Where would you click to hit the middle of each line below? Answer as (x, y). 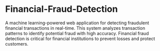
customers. (17, 44)
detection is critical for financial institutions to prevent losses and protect (80, 39)
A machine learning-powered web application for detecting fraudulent (77, 23)
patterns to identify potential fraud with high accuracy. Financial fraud (77, 33)
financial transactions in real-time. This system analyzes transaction (75, 28)
